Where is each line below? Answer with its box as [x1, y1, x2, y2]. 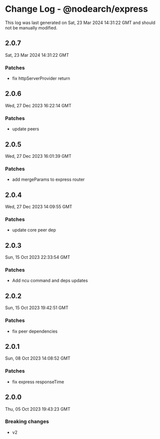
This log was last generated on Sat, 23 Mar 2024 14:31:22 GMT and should [5, 20, 156, 25]
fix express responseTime [12, 379, 64, 385]
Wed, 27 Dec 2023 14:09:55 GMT [5, 204, 72, 210]
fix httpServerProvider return [12, 75, 70, 81]
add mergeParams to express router [12, 176, 85, 182]
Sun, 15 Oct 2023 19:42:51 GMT [5, 305, 69, 311]
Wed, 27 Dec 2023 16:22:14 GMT [5, 102, 72, 108]
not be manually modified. [5, 24, 58, 30]
